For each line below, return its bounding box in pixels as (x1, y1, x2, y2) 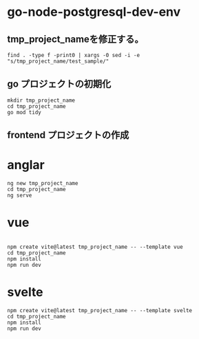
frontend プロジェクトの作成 (7, 129, 129, 141)
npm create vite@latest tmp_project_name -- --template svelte (7, 307, 193, 314)
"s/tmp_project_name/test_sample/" (7, 58, 109, 65)
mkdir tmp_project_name (7, 97, 76, 104)
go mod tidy (7, 109, 41, 116)
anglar (7, 157, 45, 173)
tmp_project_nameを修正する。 (7, 33, 144, 45)
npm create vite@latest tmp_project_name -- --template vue (7, 243, 184, 251)
